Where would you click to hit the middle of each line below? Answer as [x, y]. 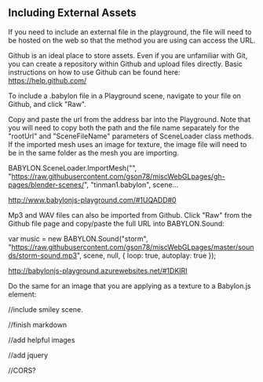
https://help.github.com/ [47, 80]
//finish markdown [38, 325]
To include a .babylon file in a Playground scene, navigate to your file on [125, 95]
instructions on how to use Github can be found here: [94, 72]
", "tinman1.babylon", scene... [131, 185]
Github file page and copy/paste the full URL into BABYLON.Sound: [117, 223]
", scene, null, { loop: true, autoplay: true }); [146, 255]
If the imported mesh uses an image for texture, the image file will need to [128, 144]
